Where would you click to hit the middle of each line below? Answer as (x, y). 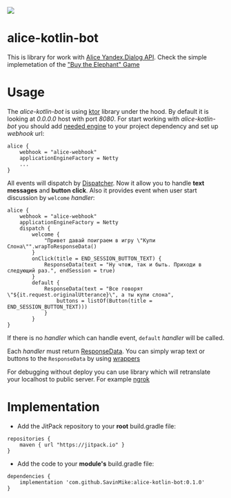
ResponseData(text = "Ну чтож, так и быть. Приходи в (123, 265)
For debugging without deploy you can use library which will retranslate (109, 372)
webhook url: (26, 133)
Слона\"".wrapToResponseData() (52, 246)
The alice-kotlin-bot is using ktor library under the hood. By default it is (108, 111)
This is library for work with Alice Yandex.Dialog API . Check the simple (107, 57)
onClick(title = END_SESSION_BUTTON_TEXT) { (97, 259)
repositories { (29, 439)
